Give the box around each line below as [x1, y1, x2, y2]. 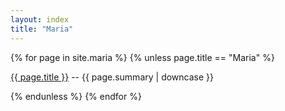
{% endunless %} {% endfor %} [10, 90, 142, 102]
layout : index [10, 14, 70, 25]
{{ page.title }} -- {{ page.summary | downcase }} [10, 71, 214, 83]
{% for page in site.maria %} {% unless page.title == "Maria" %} [10, 51, 275, 63]
